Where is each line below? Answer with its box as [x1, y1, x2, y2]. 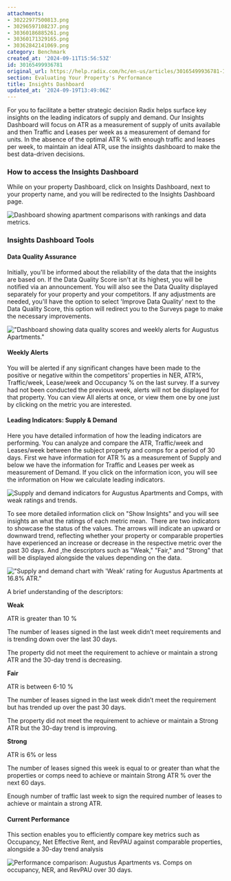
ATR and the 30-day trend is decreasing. [7, 655, 122, 664]
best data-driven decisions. [7, 150, 85, 159]
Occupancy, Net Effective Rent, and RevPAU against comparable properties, [7, 838, 223, 846]
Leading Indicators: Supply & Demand [7, 416, 118, 424]
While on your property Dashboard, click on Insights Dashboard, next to [7, 183, 211, 191]
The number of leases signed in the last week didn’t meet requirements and [7, 627, 221, 635]
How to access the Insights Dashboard [7, 167, 139, 177]
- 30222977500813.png [7, 17, 69, 23]
